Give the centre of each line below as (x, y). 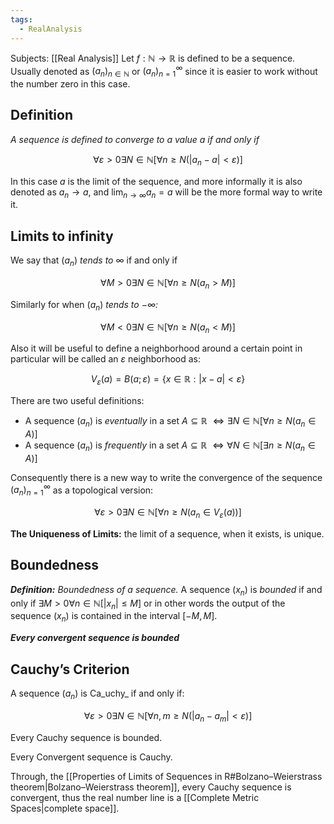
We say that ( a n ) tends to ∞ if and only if (94, 261)
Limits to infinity (62, 236)
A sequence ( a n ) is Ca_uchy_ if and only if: (97, 694)
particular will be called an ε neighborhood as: (105, 359)
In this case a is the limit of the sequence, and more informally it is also (156, 181)
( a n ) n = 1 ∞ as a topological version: (82, 490)
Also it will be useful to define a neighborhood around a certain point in (156, 348)
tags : (21, 19)
